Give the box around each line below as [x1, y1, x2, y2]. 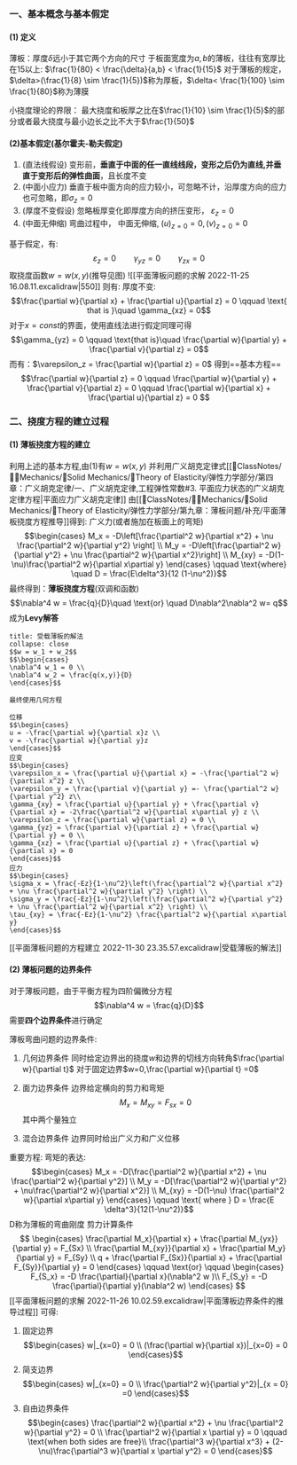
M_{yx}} [248, 1233, 278, 1243]
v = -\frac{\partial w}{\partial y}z [9, 736, 149, 745]
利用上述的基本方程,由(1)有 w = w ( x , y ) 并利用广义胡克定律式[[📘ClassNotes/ [9, 460, 282, 471]
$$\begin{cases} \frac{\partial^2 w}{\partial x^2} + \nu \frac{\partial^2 [27, 1417, 284, 1428]
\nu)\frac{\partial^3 [38, 1445, 109, 1456]
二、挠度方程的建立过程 [9, 415, 109, 427]
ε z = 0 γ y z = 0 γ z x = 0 [92, 253, 206, 265]
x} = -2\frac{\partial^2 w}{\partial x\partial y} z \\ [48, 807, 260, 817]
